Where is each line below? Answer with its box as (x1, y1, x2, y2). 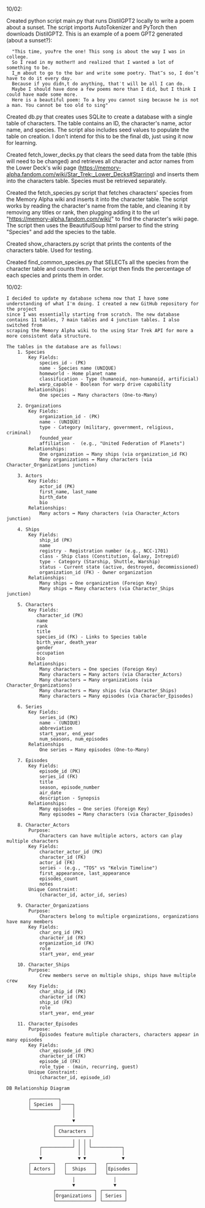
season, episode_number (39, 784, 100, 790)
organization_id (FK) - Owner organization (39, 569, 152, 575)
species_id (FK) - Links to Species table (36, 634, 147, 640)
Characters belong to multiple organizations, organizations (39, 913, 199, 919)
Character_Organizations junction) (6, 462, 98, 468)
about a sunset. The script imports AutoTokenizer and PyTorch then (6, 24, 177, 31)
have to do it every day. (6, 76, 72, 82)
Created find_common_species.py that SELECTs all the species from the (6, 259, 189, 266)
